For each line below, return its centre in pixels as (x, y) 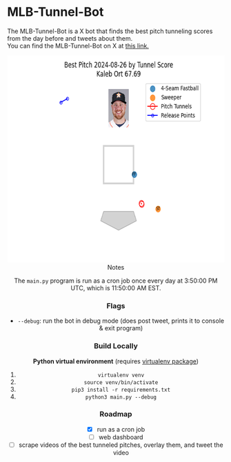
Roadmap (116, 414)
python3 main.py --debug (121, 397)
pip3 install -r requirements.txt (121, 390)
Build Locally (116, 346)
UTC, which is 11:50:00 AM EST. (116, 288)
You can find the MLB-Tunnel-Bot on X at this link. (78, 46)
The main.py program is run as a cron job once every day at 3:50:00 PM (116, 281)
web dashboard (121, 437)
